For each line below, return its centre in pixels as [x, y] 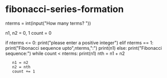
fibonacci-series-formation [64, 9]
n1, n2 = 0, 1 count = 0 [29, 33]
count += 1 [24, 71]
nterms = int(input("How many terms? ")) [48, 23]
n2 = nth [21, 67]
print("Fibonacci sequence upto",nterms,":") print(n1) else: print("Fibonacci [83, 48]
